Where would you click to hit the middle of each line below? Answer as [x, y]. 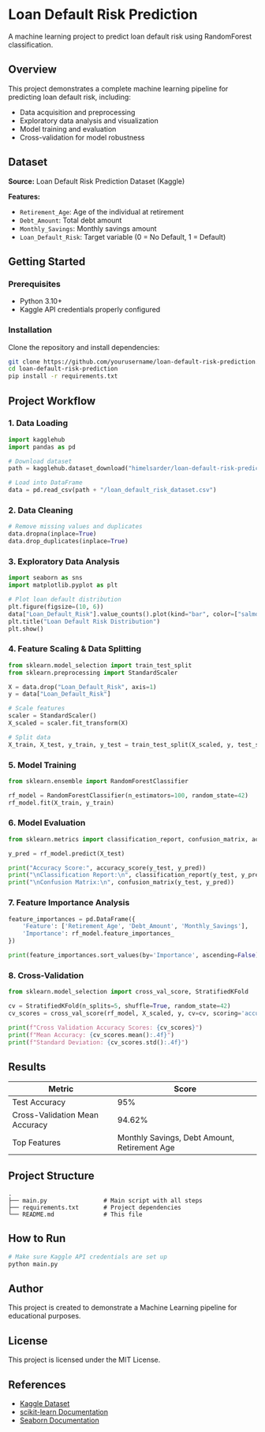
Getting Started [47, 261]
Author [26, 1289]
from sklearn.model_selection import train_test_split [100, 665]
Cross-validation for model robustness [82, 137]
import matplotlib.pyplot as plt [63, 585]
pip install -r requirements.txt [63, 376]
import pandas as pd [42, 447]
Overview [33, 70]
